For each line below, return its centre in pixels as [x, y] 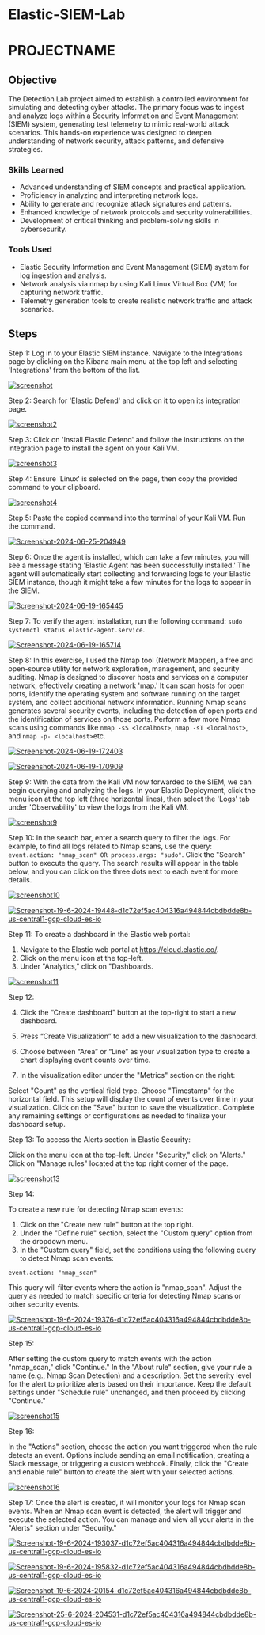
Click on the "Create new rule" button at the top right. [106, 1224]
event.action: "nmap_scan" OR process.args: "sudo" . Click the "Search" [127, 854]
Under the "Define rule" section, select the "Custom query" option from [136, 1233]
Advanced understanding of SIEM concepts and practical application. [133, 187]
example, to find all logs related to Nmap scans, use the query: [110, 846]
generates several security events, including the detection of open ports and [133, 711]
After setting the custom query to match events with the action [110, 1358]
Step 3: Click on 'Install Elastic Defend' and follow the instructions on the [127, 439]
